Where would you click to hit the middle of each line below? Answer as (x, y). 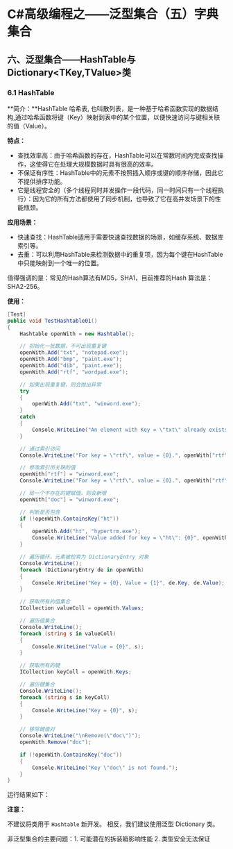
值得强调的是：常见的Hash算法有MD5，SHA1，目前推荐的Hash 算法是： (110, 278)
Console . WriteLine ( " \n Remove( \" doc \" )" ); (80, 736)
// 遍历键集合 (37, 684)
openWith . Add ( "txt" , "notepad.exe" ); (74, 353)
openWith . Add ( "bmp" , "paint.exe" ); (71, 359)
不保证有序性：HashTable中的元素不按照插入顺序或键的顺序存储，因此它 (120, 173)
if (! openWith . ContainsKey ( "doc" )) (71, 755)
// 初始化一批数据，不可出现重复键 (63, 346)
